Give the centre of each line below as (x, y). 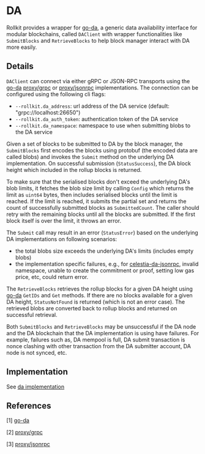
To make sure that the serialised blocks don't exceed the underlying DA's (99, 182)
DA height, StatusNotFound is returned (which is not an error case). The (96, 302)
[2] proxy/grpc (24, 433)
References (29, 405)
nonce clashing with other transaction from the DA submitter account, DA (99, 346)
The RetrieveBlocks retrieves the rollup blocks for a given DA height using (99, 289)
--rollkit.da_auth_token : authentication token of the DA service (97, 119)
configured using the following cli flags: (56, 94)
